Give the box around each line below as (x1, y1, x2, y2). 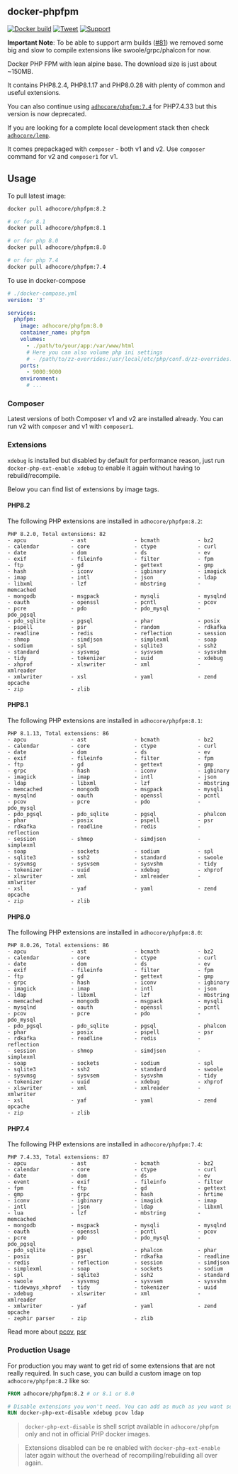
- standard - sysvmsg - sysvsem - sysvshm (7, 648, 227, 655)
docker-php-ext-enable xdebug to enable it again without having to (7, 464, 200, 472)
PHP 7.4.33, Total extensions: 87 (7, 1154, 110, 1161)
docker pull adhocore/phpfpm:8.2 (7, 205, 106, 212)
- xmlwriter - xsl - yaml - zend (7, 673, 217, 680)
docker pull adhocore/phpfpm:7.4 (7, 263, 106, 270)
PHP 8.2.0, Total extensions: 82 (7, 530, 106, 537)
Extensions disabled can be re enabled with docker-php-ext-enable (24, 1444, 221, 1452)
